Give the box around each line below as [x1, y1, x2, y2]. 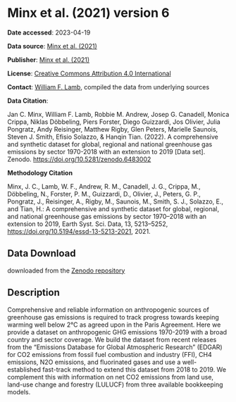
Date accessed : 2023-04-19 [7, 28, 91, 37]
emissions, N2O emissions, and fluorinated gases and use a [7, 358, 181, 366]
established [7, 365, 41, 374]
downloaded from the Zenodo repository [7, 266, 125, 275]
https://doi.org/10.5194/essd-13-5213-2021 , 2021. [7, 227, 151, 235]
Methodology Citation [7, 168, 73, 177]
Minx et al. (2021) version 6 [7, 5, 170, 21]
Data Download [7, 248, 76, 260]
